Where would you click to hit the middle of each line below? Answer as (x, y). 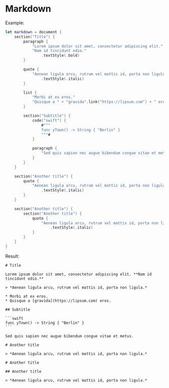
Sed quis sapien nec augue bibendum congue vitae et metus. (70, 336)
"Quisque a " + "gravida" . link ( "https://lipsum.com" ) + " (94, 102)
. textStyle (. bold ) (60, 56)
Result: (12, 256)
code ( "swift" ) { (49, 120)
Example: (15, 23)
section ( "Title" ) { (35, 37)
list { (30, 92)
